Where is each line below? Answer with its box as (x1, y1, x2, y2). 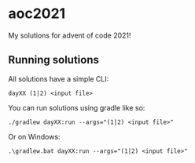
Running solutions (8, 53, 100, 67)
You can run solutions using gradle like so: (8, 103, 145, 112)
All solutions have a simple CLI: (8, 74, 109, 83)
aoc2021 (8, 5, 66, 23)
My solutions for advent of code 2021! (8, 31, 131, 40)
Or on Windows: (8, 132, 61, 141)
